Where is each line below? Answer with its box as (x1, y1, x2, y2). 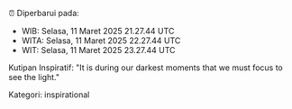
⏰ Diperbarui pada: (8, 8, 80, 18)
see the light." (8, 72, 60, 82)
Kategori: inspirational (8, 89, 90, 100)
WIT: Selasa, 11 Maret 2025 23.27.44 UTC (21, 45, 177, 55)
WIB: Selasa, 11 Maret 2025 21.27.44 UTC (21, 26, 175, 36)
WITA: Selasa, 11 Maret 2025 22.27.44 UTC (21, 35, 181, 46)
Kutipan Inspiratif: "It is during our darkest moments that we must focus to (8, 62, 283, 73)
